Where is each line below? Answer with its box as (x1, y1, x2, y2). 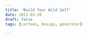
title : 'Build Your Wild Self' (5, 7, 71, 13)
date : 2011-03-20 (5, 12, 42, 17)
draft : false (5, 17, 33, 22)
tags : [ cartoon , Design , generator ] (5, 21, 82, 27)
